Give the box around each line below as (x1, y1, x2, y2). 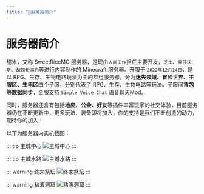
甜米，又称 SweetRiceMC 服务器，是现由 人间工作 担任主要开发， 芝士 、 (6, 58, 178, 65)
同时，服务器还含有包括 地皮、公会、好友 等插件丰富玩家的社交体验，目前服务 (6, 101, 198, 109)
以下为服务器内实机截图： (6, 129, 70, 136)
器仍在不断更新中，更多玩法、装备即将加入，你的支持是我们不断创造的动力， (6, 109, 198, 116)
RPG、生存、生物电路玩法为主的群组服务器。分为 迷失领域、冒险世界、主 (13, 73, 194, 81)
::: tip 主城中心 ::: (6, 142, 77, 149)
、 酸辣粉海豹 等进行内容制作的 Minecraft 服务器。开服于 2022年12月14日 (10, 65, 183, 73)
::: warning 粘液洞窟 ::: (6, 181, 91, 188)
